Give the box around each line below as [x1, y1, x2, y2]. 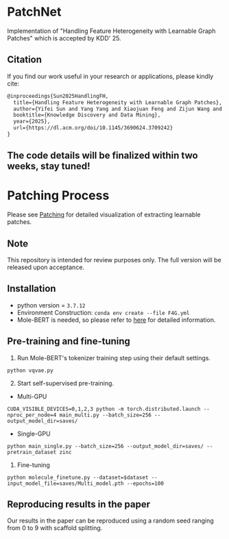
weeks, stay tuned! [7, 160, 91, 172]
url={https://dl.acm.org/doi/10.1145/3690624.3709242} [13, 125, 173, 131]
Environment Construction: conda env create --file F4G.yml [16, 308, 190, 316]
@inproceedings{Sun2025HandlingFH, [7, 92, 109, 99]
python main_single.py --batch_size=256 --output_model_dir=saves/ [7, 442, 204, 449]
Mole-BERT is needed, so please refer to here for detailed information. [16, 316, 216, 324]
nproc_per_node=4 [7, 412, 57, 418]
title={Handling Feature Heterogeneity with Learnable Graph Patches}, [13, 99, 223, 106]
